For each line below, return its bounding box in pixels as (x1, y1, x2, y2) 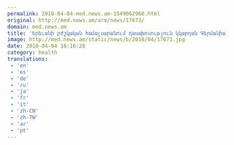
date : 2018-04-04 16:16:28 (7, 43, 86, 49)
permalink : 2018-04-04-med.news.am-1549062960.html (7, 10, 160, 17)
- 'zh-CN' (10, 107, 39, 114)
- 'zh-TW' (10, 114, 39, 121)
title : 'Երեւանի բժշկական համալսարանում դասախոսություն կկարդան (7, 29, 198, 37)
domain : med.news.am (7, 23, 68, 30)
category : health (7, 49, 58, 56)
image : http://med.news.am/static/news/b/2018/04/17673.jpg (7, 36, 186, 43)
